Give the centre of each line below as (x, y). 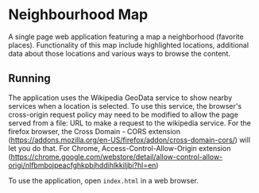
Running (30, 78)
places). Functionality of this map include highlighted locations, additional (128, 44)
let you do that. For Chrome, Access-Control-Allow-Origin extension (120, 148)
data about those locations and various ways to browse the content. (119, 53)
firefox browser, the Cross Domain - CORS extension (95, 131)
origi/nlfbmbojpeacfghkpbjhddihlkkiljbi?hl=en (82, 165)
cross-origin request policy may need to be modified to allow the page (123, 114)
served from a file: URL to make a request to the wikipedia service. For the (130, 123)
